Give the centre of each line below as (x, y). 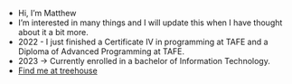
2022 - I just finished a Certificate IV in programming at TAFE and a (143, 42)
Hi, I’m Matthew (47, 13)
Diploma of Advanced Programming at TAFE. (101, 51)
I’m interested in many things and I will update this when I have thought (150, 23)
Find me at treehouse (57, 70)
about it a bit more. (53, 32)
